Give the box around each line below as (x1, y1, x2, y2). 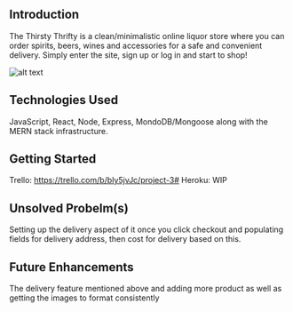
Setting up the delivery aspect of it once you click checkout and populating (9, 224, 284, 235)
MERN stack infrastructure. (9, 125, 108, 136)
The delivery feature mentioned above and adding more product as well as (9, 284, 282, 294)
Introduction (9, 7, 80, 22)
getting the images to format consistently (9, 292, 160, 303)
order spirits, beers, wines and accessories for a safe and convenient (9, 40, 263, 51)
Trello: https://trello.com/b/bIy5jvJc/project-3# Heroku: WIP (9, 175, 228, 186)
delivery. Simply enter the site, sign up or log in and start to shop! (9, 49, 248, 60)
